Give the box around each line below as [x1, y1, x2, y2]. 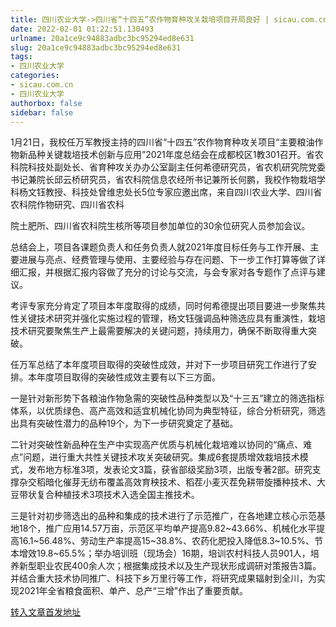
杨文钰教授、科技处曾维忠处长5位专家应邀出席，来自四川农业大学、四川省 [18, 186, 323, 198]
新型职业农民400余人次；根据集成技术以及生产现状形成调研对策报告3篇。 [18, 560, 322, 572]
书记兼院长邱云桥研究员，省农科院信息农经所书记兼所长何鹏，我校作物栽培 [10, 174, 317, 186]
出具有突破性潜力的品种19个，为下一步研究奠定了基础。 [10, 417, 239, 430]
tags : [10, 52, 33, 62]
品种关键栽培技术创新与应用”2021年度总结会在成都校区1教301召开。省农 [27, 149, 324, 161]
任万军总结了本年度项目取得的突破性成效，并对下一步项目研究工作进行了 [10, 359, 308, 371]
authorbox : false [10, 98, 83, 108]
